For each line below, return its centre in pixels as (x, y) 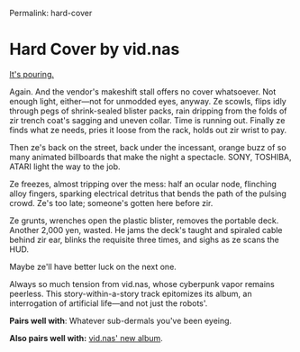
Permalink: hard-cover (51, 13)
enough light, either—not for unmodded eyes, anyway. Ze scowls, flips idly (148, 101)
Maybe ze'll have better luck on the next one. (93, 266)
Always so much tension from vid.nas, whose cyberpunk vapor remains (142, 284)
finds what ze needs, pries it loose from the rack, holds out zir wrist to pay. (148, 130)
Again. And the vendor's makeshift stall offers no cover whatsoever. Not (143, 91)
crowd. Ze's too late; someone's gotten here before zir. (111, 203)
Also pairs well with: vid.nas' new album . (86, 338)
